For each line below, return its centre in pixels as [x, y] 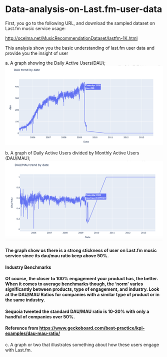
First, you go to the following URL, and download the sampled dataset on [80, 23]
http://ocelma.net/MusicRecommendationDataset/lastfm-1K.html [71, 38]
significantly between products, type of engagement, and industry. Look [82, 289]
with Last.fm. [18, 350]
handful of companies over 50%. [40, 316]
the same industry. [25, 300]
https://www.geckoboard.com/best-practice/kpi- [92, 328]
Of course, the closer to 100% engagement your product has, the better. [82, 279]
